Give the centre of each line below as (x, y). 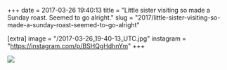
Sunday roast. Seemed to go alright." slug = (70, 17)
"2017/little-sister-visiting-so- (177, 17)
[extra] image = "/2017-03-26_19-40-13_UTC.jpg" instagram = (97, 38)
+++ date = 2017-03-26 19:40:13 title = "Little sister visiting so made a (109, 10)
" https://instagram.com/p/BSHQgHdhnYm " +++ (76, 46)
